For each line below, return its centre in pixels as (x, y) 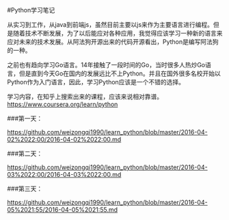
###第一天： (25, 118)
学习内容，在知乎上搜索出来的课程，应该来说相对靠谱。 (85, 97)
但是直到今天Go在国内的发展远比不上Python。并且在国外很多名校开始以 (120, 73)
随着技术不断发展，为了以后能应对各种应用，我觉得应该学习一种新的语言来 (118, 33)
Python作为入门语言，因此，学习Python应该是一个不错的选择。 (96, 82)
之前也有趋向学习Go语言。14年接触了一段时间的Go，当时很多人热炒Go (106, 65)
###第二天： (25, 154)
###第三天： (25, 188)
